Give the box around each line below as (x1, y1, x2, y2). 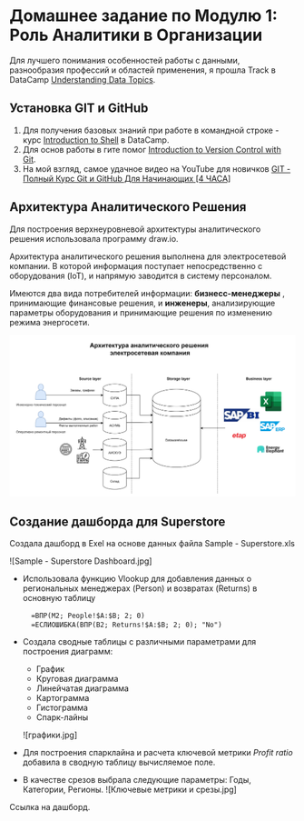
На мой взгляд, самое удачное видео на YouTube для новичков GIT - (22, 163, 291, 174)
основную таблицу (22, 593, 96, 604)
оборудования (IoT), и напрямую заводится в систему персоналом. (9, 270, 272, 281)
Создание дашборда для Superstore (9, 514, 226, 529)
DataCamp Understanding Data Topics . (9, 74, 156, 85)
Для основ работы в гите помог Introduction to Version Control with (22, 144, 281, 155)
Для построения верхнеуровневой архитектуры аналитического (9, 224, 261, 235)
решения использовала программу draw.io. (9, 233, 179, 244)
